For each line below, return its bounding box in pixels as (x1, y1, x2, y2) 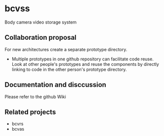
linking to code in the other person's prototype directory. (11, 66, 127, 72)
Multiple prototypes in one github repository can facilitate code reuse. (11, 56, 154, 62)
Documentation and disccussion (4, 81, 106, 89)
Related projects (4, 108, 56, 116)
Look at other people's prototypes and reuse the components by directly (11, 61, 160, 67)
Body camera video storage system (4, 19, 77, 25)
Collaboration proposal (4, 33, 77, 42)
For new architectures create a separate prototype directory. (4, 46, 128, 52)
